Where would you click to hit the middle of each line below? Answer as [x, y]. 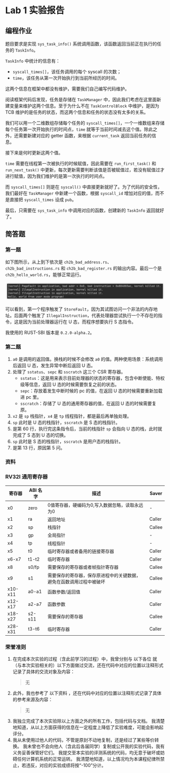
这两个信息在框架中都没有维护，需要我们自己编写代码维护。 [67, 89]
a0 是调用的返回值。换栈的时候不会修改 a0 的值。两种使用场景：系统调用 [88, 359]
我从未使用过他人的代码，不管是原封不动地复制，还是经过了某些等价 [83, 740]
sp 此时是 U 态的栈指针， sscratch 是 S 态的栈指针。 [66, 422]
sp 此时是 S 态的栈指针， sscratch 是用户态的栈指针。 [68, 441]
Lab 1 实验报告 [35, 10]
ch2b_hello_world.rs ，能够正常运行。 [45, 275]
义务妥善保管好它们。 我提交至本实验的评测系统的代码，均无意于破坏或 [86, 753]
